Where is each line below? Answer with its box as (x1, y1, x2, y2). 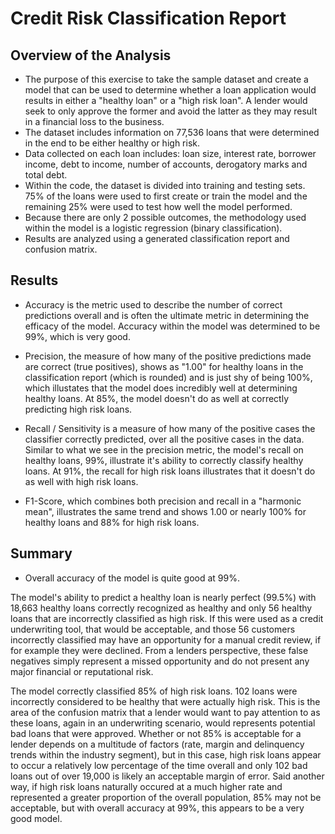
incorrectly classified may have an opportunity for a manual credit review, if (10, 633, 322, 646)
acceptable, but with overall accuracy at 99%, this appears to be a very (10, 802, 305, 814)
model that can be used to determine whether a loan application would (24, 84, 317, 96)
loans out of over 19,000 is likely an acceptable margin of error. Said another (10, 770, 325, 782)
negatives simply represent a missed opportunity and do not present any (10, 655, 310, 667)
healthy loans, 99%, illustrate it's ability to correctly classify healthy (24, 454, 304, 466)
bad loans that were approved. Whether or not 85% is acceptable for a (10, 727, 302, 739)
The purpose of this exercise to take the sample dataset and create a (24, 73, 309, 85)
